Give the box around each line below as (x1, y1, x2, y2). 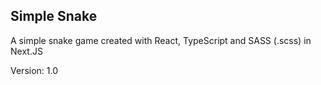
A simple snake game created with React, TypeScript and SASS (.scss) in (10, 34, 312, 46)
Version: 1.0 (10, 64, 59, 76)
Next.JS (10, 45, 43, 57)
